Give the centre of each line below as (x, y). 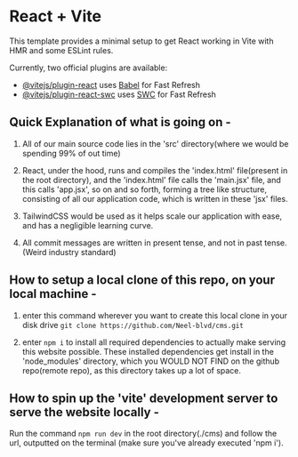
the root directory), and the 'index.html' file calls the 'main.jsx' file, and (152, 180)
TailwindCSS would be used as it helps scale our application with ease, (152, 216)
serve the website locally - (85, 412)
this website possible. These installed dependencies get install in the (148, 351)
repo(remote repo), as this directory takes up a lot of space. (132, 370)
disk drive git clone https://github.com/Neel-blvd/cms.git (133, 325)
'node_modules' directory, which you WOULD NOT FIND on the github (151, 361)
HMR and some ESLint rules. (61, 50)
